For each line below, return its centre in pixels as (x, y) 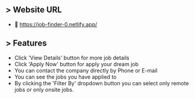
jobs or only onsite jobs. (44, 89)
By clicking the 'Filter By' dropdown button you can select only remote (101, 83)
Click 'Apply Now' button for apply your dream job (76, 64)
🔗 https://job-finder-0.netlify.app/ (56, 24)
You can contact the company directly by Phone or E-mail (86, 70)
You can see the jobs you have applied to (65, 77)
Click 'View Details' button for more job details (72, 58)
